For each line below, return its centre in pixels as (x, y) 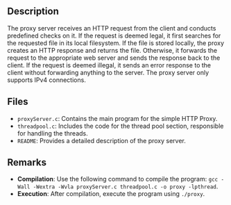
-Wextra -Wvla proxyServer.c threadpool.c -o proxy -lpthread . (126, 186)
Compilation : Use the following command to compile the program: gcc (118, 179)
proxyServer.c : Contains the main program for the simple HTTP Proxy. (117, 118)
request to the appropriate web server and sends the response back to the (114, 58)
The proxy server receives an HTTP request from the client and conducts (112, 28)
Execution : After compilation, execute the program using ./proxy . (111, 194)
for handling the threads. (52, 133)
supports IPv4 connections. (47, 80)
